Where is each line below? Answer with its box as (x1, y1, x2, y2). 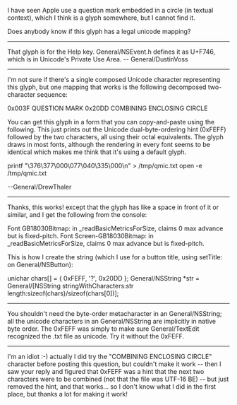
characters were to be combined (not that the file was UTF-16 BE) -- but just (7, 375, 229, 383)
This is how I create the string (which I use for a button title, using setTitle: (7, 253, 223, 261)
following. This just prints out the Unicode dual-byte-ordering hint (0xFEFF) (7, 125, 227, 134)
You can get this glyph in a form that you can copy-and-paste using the (7, 118, 215, 126)
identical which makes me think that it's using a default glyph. (7, 148, 187, 156)
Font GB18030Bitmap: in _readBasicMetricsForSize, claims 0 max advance (7, 224, 224, 233)
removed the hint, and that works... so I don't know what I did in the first (7, 382, 217, 391)
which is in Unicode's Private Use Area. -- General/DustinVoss (7, 55, 188, 63)
